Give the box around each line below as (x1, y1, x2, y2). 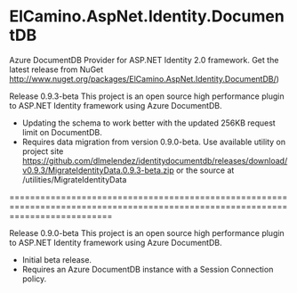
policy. (21, 273, 47, 284)
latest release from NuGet (9, 64, 104, 75)
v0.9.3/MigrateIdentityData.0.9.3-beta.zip (21, 165, 175, 175)
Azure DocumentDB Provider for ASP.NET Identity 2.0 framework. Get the (9, 54, 279, 65)
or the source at (176, 165, 235, 175)
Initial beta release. (21, 254, 92, 265)
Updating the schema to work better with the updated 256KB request (21, 118, 276, 128)
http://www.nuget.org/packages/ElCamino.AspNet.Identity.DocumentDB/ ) (9, 73, 280, 84)
